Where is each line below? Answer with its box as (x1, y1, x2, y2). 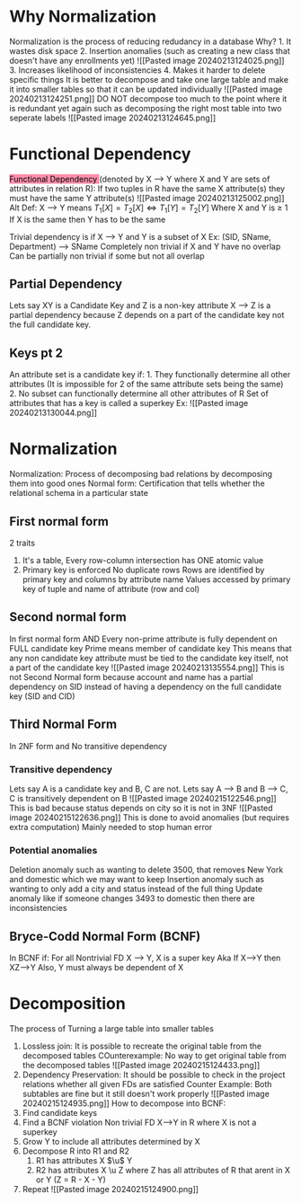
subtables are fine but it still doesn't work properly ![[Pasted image (22, 1089, 270, 1100)
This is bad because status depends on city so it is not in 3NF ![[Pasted (9, 802, 273, 813)
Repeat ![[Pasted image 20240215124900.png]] (22, 1184, 199, 1195)
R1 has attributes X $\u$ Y (35, 1155, 133, 1166)
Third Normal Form (9, 717, 118, 732)
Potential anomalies (9, 844, 98, 856)
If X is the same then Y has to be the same (9, 214, 166, 225)
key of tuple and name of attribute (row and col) (22, 584, 200, 595)
